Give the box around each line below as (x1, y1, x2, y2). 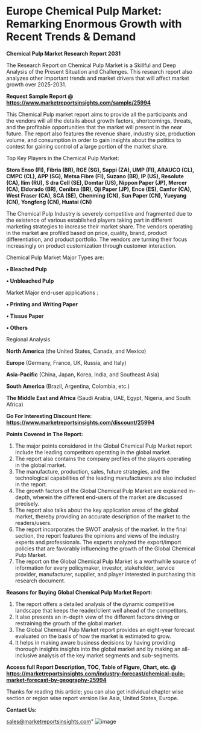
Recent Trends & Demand (6, 30, 136, 43)
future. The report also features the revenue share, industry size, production (6, 130, 196, 137)
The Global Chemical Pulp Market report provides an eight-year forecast (14, 626, 195, 633)
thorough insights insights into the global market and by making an (14, 645, 181, 652)
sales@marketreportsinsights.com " (6, 718, 94, 725)
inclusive (14, 651, 37, 659)
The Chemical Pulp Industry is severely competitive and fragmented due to (6, 210, 192, 217)
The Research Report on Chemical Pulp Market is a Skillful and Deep (6, 62, 177, 69)
